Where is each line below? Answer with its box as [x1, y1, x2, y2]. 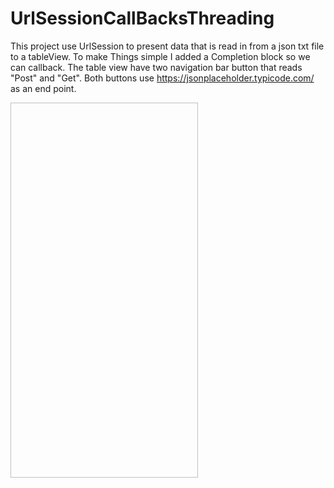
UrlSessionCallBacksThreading [10, 7, 275, 30]
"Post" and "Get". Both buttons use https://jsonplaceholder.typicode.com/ [10, 72, 315, 84]
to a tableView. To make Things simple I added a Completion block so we [10, 50, 311, 62]
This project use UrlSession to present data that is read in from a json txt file [10, 40, 325, 52]
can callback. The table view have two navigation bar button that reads [10, 61, 303, 73]
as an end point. [10, 82, 77, 94]
